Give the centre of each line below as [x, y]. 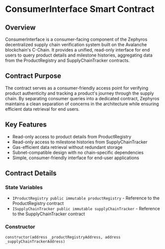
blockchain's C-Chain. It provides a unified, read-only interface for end [78, 50]
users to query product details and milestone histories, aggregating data [79, 55]
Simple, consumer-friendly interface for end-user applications [76, 158]
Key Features [26, 125]
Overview [21, 28]
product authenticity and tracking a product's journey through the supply [80, 93]
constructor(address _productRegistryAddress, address [63, 237]
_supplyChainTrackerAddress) [35, 242]
